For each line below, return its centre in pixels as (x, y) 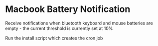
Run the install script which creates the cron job (54, 38)
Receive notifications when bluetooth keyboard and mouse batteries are (79, 23)
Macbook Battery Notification (68, 9)
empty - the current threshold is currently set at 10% (59, 28)
